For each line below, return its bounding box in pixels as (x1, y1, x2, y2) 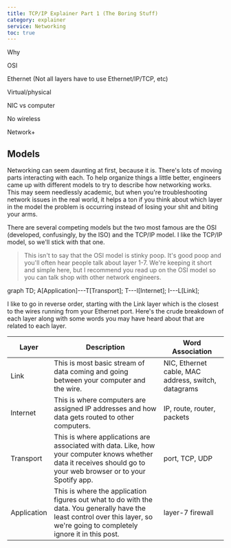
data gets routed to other (54, 413, 135, 422)
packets (164, 413, 190, 422)
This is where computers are (54, 395, 146, 405)
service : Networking (7, 23, 67, 30)
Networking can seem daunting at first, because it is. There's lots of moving (7, 166, 222, 175)
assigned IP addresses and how (54, 404, 157, 413)
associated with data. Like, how (54, 441, 155, 450)
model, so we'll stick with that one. (7, 238, 105, 246)
